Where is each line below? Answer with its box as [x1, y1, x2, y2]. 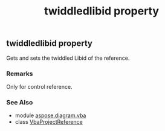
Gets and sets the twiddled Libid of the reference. [6, 54, 130, 62]
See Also [6, 98, 33, 106]
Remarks [6, 69, 33, 78]
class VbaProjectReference [15, 118, 83, 126]
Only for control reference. [6, 83, 73, 90]
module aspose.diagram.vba [15, 112, 86, 119]
